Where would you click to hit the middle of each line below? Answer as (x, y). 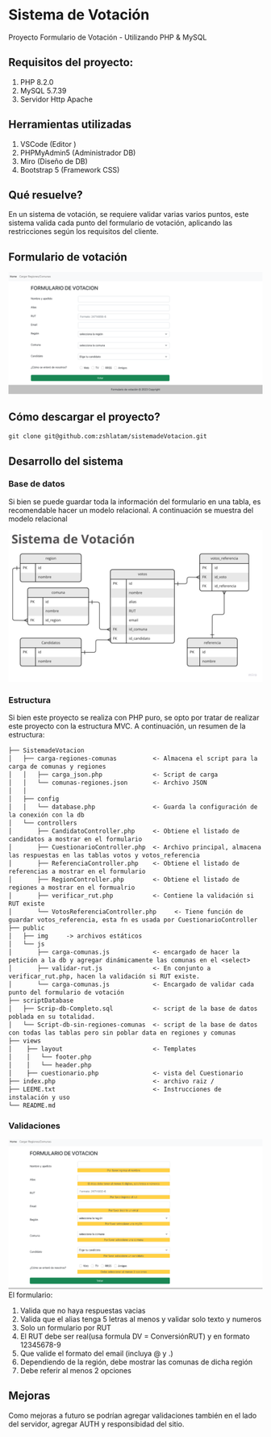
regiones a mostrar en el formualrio (72, 888)
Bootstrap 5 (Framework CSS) (70, 169)
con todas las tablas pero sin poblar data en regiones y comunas (122, 1033)
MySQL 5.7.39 (43, 90)
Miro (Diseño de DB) (54, 161)
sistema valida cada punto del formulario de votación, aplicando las (120, 223)
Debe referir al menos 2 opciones (75, 1370)
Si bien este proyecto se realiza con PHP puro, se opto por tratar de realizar (134, 718)
